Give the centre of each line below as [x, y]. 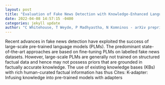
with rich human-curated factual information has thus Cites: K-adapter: [77, 72]
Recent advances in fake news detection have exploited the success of [77, 41]
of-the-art [15, 52]
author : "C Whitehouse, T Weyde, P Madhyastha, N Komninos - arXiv [76, 28]
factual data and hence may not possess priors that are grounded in [74, 62]
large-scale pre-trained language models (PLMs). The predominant [73, 47]
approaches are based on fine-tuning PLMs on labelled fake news [93, 52]
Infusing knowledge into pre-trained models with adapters [64, 78]
